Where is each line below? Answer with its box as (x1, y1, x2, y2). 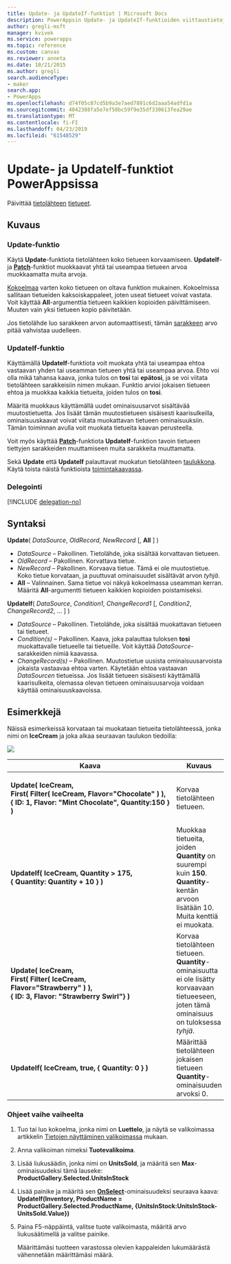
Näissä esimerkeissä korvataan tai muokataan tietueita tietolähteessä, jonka (7, 725, 221, 733)
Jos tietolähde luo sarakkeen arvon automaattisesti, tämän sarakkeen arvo (7, 319, 218, 327)
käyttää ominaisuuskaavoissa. (16, 686, 102, 694)
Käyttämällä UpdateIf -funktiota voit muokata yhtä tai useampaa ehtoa (7, 359, 205, 368)
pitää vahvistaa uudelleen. (7, 325, 81, 334)
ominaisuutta (176, 966, 219, 976)
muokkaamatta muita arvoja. (7, 270, 88, 278)
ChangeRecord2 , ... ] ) (7, 607, 70, 615)
